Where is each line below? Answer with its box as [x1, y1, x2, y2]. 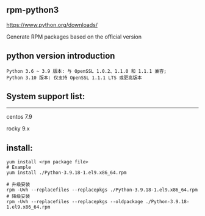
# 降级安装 [6, 193, 31, 199]
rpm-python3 [6, 5, 59, 15]
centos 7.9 [6, 113, 32, 121]
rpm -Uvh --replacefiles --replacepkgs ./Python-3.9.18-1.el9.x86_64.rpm [6, 187, 198, 193]
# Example [6, 165, 32, 171]
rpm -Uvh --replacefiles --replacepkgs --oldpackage [6, 199, 143, 205]
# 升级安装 [6, 182, 31, 188]
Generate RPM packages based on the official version [6, 33, 142, 40]
